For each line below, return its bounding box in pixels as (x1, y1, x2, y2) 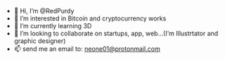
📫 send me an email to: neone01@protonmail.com (13, 44, 160, 53)
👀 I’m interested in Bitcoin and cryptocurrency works (13, 14, 167, 23)
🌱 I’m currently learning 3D (13, 22, 92, 30)
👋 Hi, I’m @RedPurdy (13, 7, 75, 15)
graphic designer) (13, 37, 66, 45)
